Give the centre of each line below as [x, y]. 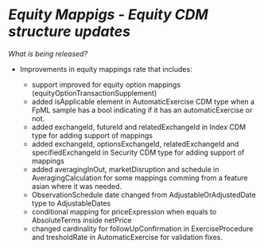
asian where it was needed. [76, 186]
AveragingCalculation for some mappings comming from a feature [140, 178]
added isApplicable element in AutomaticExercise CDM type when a [143, 101]
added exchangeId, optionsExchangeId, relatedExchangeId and [135, 144]
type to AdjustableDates [71, 203]
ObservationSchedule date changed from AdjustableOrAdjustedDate [144, 195]
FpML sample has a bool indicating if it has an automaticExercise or [142, 110]
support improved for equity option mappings [106, 85]
